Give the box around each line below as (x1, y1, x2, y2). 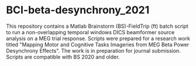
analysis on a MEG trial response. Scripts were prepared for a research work (6, 35, 190, 42)
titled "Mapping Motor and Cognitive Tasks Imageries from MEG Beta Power (6, 41, 190, 48)
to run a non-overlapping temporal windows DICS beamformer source (6, 28, 175, 35)
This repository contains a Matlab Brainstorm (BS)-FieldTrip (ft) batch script (6, 23, 188, 30)
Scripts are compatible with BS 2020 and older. (6, 53, 120, 60)
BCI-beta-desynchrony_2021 (6, 3, 150, 17)
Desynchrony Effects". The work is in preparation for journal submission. (6, 47, 181, 54)
